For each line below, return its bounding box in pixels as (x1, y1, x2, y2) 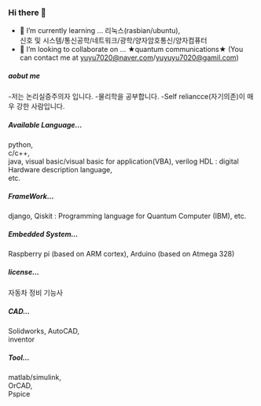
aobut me (8, 71, 41, 80)
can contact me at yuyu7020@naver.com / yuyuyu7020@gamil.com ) (19, 53, 240, 62)
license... (8, 267, 39, 276)
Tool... (8, 352, 30, 362)
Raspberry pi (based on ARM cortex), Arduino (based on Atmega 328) (8, 249, 235, 259)
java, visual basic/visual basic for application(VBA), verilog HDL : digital (8, 157, 240, 166)
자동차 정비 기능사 (8, 288, 63, 297)
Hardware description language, (8, 165, 112, 175)
